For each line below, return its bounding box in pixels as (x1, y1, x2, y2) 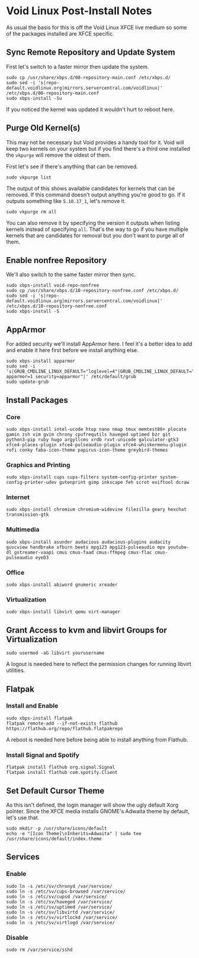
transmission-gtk (6, 512, 49, 518)
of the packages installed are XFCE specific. (6, 30, 114, 37)
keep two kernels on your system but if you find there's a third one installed (6, 145, 191, 152)
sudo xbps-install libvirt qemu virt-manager (6, 609, 120, 615)
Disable (6, 933, 28, 941)
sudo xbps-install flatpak (6, 715, 73, 721)
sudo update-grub (6, 379, 49, 385)
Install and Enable (6, 702, 59, 710)
